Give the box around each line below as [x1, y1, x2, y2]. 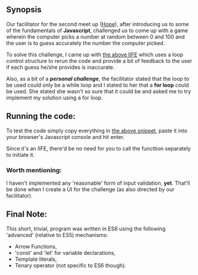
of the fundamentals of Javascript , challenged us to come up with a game [6, 27, 188, 34]
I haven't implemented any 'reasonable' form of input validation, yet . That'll [6, 179, 190, 187]
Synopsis [6, 5, 42, 15]
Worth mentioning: [6, 166, 62, 174]
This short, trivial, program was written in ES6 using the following [6, 225, 166, 232]
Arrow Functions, [14, 243, 57, 250]
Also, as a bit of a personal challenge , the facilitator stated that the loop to [6, 75, 190, 82]
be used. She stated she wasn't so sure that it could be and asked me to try [6, 87, 191, 94]
